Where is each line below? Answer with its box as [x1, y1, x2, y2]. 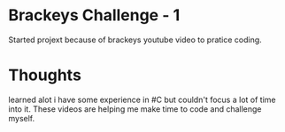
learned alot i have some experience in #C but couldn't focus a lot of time [8, 94, 276, 105]
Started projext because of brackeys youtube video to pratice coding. [8, 34, 262, 45]
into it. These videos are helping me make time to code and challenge [8, 103, 262, 114]
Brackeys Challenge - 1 [8, 5, 181, 26]
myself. [8, 113, 35, 123]
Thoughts [8, 65, 81, 85]
